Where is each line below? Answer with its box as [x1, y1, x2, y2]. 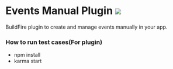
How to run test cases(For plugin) [5, 38, 103, 46]
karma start [13, 57, 42, 65]
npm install [13, 51, 41, 58]
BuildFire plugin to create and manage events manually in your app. [5, 23, 168, 30]
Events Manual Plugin [5, 4, 113, 18]
